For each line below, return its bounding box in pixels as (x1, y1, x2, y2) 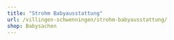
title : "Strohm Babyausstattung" (7, 9, 103, 17)
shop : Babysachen (7, 22, 57, 29)
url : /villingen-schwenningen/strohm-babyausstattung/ (7, 16, 168, 23)
